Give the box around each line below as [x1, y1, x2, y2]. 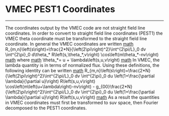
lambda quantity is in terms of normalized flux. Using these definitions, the [5, 62, 159, 68]
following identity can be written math [5, 67, 84, 73]
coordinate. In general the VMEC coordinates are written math [5, 41, 134, 47]
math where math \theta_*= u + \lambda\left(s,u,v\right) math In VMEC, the [5, 57, 160, 63]
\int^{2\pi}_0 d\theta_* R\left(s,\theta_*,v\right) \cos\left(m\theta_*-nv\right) [5, 51, 159, 57]
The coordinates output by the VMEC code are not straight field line [5, 25, 145, 31]
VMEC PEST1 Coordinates [5, 4, 116, 15]
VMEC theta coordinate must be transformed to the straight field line [5, 35, 147, 41]
